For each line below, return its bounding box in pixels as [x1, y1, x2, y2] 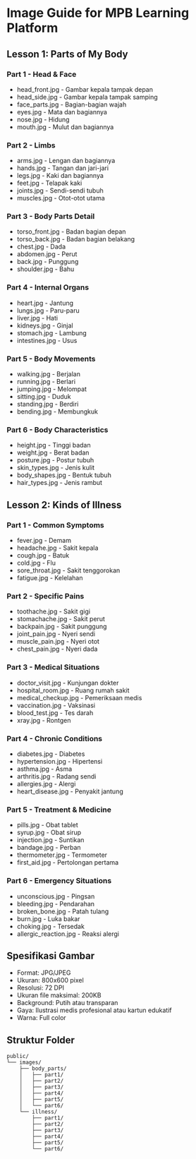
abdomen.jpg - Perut [16, 250, 78, 258]
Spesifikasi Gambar [6, 949, 95, 961]
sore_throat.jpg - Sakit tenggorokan [16, 566, 121, 575]
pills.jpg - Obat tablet [16, 821, 78, 829]
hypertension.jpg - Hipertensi [16, 757, 103, 765]
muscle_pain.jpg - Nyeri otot [16, 637, 100, 646]
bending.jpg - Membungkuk [16, 407, 98, 416]
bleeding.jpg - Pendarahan [16, 899, 95, 908]
